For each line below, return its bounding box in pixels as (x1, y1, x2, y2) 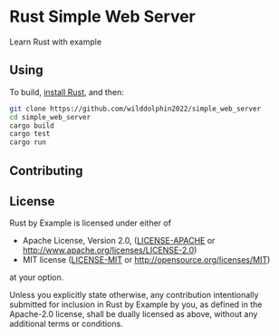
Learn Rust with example (9, 36, 102, 47)
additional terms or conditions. (9, 319, 124, 330)
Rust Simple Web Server (9, 6, 197, 27)
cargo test (9, 130, 51, 139)
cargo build (9, 120, 54, 130)
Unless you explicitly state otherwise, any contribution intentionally (9, 290, 259, 301)
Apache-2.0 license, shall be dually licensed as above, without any (9, 309, 258, 320)
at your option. (9, 272, 64, 283)
